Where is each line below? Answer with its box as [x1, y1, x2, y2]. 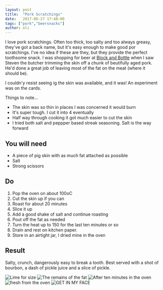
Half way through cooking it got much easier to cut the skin [12, 115, 133, 121]
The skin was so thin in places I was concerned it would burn [12, 104, 136, 110]
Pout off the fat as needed [12, 216, 65, 222]
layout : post [5, 7, 32, 12]
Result [5, 247, 26, 255]
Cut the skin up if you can [12, 195, 65, 201]
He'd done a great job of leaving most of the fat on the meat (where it [5, 65, 146, 71]
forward [12, 125, 28, 131]
